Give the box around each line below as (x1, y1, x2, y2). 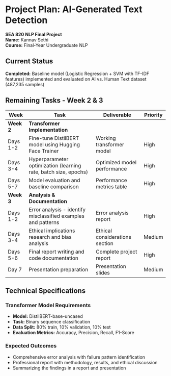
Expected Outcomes (5, 342, 57, 349)
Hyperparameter (28, 156, 69, 163)
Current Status (5, 57, 53, 66)
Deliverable (103, 111, 131, 118)
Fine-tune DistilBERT (28, 134, 79, 141)
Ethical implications (28, 227, 75, 234)
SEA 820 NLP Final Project (5, 31, 62, 37)
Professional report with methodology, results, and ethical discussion (12, 359, 158, 365)
